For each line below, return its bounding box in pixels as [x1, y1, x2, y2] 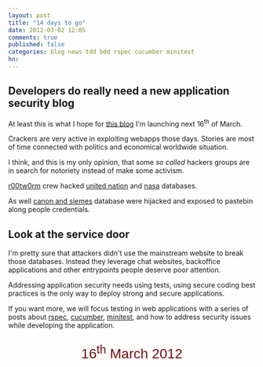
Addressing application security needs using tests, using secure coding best [8, 281, 256, 290]
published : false [8, 41, 65, 49]
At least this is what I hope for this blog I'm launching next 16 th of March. [8, 117, 243, 128]
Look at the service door [8, 227, 130, 240]
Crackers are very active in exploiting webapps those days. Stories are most [8, 134, 255, 144]
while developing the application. [8, 321, 115, 330]
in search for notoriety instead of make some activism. [8, 166, 184, 175]
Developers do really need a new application [8, 84, 230, 98]
